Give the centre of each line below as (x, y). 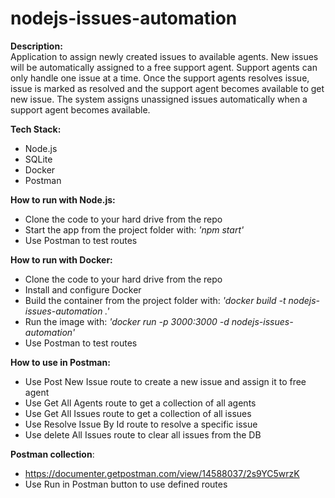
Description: (36, 46)
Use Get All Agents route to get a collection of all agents (140, 403)
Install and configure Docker (83, 289)
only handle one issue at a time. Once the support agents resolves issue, (160, 78)
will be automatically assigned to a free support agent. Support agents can (164, 67)
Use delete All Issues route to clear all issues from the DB (143, 434)
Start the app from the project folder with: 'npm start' (134, 229)
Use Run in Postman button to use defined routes (126, 484)
